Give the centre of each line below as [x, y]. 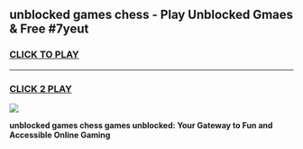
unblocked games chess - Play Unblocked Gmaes [151, 15]
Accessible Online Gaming [60, 135]
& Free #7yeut [49, 29]
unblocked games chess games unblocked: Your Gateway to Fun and [141, 125]
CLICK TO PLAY [44, 55]
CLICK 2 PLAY [41, 88]
